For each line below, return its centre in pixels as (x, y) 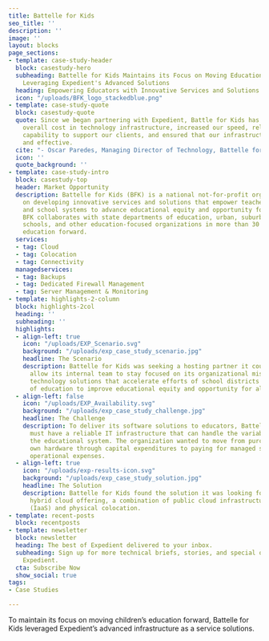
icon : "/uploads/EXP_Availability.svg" (89, 404)
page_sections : (34, 53)
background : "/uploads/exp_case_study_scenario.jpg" (112, 351)
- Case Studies (34, 590)
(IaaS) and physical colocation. (85, 508)
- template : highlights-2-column (64, 299)
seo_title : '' (32, 23)
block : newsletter (46, 538)
